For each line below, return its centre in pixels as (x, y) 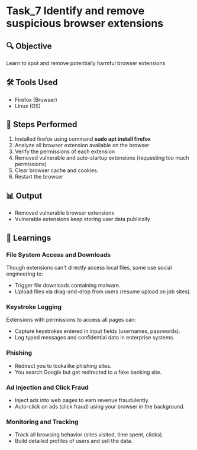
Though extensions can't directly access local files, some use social (89, 268)
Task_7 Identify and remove (75, 11)
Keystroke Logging (34, 307)
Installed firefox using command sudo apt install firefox (83, 139)
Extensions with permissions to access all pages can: (71, 320)
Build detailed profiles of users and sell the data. (74, 441)
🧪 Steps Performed (42, 124)
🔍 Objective (29, 46)
